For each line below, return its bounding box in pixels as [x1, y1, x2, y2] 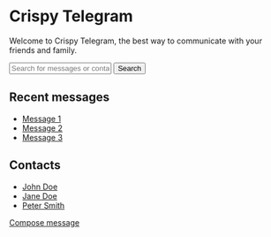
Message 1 [21, 113, 62, 124]
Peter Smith [21, 200, 65, 210]
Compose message [9, 217, 80, 227]
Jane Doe [21, 190, 57, 201]
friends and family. [9, 44, 78, 55]
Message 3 [21, 132, 64, 142]
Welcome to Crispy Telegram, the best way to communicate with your [9, 35, 263, 46]
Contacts [9, 157, 62, 173]
